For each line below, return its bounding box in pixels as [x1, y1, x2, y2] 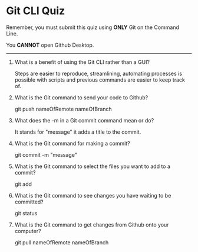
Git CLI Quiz [6, 4, 65, 18]
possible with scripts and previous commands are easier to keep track [14, 76, 186, 83]
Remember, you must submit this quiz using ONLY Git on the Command [6, 24, 180, 31]
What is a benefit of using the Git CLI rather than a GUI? [14, 58, 150, 66]
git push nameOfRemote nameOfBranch [14, 105, 112, 112]
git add [14, 180, 32, 188]
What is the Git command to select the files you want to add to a [14, 163, 171, 170]
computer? [14, 227, 41, 234]
